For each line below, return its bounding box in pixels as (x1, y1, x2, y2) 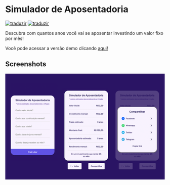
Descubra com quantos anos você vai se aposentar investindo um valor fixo (5, 30, 163, 36)
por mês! (5, 35, 24, 41)
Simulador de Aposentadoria (5, 4, 129, 15)
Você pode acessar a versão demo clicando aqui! (5, 45, 108, 51)
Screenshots (5, 60, 47, 69)
